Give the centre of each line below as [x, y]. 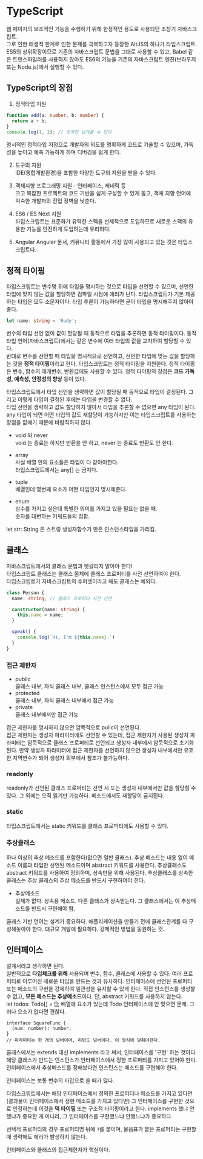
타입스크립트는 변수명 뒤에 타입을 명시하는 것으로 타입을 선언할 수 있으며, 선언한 [100, 287]
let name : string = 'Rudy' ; [42, 321]
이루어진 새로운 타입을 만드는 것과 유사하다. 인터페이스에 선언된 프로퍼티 [107, 981]
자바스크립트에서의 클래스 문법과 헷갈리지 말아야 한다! [69, 566]
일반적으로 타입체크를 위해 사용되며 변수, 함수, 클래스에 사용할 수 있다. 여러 [94, 973]
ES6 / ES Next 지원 [38, 214]
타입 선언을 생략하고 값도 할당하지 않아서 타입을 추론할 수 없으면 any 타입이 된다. [101, 407]
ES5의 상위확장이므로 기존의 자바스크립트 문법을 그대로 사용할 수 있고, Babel [96, 51]
